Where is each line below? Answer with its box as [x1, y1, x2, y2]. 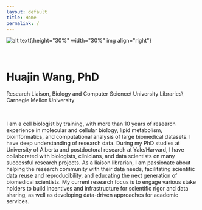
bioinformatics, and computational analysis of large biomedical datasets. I [6, 133, 191, 141]
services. [6, 198, 29, 205]
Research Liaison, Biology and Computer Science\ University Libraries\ [6, 90, 184, 97]
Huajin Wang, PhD [6, 70, 99, 84]
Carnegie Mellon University [6, 97, 75, 104]
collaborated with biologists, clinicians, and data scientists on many [6, 153, 175, 160]
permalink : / [6, 20, 40, 26]
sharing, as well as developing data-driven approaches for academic [6, 191, 178, 198]
